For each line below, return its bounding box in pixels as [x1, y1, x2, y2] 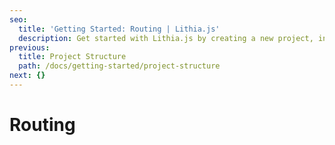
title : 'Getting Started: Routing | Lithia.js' [18, 24, 221, 34]
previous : [9, 42, 51, 53]
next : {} [9, 71, 46, 81]
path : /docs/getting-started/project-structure [18, 61, 221, 71]
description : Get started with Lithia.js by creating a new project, [18, 33, 314, 43]
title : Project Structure [18, 52, 127, 62]
